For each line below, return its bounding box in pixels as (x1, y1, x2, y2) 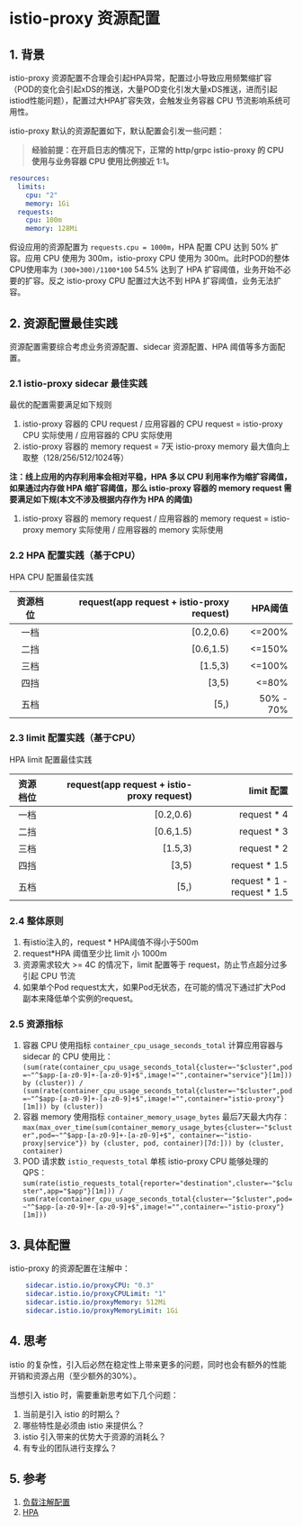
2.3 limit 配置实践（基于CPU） (9, 732, 141, 745)
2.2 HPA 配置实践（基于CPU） (9, 549, 141, 562)
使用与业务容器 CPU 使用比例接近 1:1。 (31, 156, 174, 167)
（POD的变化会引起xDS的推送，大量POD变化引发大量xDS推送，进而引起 (9, 84, 278, 95)
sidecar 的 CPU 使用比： (22, 1051, 113, 1062)
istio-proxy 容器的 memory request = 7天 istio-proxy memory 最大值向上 (22, 441, 290, 452)
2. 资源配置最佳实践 (9, 315, 119, 331)
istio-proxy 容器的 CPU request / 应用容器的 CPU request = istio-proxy (22, 418, 283, 429)
